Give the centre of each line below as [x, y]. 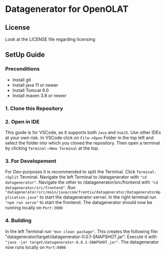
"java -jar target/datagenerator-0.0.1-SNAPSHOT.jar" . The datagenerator [82, 242]
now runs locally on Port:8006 [36, 247]
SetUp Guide [25, 55]
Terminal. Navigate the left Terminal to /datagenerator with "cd [83, 177]
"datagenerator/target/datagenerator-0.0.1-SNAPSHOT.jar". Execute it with [81, 237]
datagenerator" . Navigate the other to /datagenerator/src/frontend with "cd [82, 182]
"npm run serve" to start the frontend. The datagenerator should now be [79, 203]
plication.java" [22, 198]
